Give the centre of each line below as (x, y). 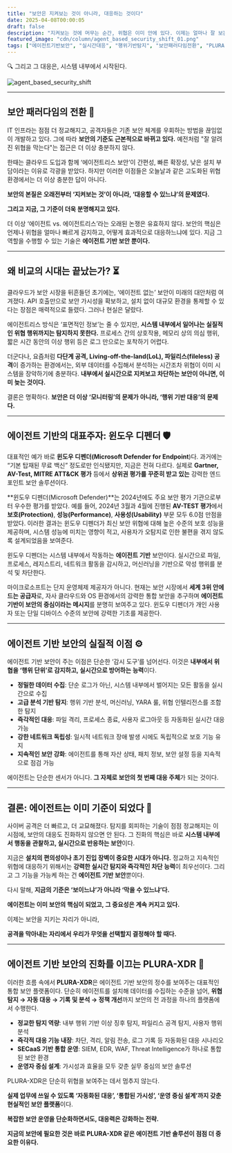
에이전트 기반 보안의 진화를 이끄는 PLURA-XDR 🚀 (106, 965)
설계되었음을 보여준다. (44, 541)
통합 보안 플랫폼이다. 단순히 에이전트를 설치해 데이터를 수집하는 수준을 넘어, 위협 (115, 990)
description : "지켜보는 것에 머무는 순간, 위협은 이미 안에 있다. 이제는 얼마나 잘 (111, 33)
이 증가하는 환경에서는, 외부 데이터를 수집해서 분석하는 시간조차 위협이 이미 (113, 365)
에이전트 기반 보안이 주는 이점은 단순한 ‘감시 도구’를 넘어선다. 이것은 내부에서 (110, 662)
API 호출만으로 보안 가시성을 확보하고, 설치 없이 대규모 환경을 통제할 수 (122, 301)
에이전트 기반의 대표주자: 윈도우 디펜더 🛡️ (89, 436)
